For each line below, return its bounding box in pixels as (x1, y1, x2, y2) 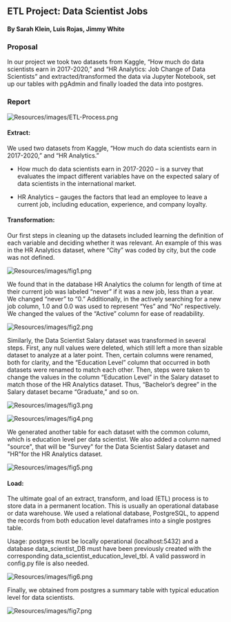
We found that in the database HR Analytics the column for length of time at (7, 280, 222, 288)
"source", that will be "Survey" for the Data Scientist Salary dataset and (7, 442, 210, 451)
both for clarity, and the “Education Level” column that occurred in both (7, 358, 210, 366)
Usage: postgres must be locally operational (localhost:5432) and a (7, 537, 199, 545)
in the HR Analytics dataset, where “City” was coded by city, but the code (7, 245, 217, 254)
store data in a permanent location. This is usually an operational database (7, 502, 219, 510)
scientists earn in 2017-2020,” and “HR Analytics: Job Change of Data (7, 65, 205, 73)
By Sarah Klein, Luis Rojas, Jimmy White (7, 24, 125, 33)
